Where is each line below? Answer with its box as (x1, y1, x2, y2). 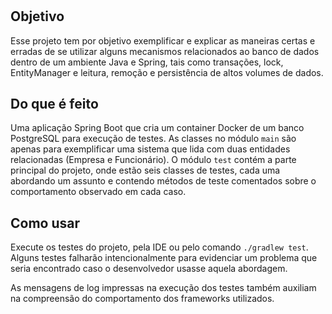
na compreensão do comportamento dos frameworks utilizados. (10, 293, 275, 305)
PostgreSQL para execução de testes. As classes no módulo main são (10, 133, 297, 145)
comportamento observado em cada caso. (10, 186, 187, 198)
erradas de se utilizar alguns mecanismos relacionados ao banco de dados (10, 45, 320, 57)
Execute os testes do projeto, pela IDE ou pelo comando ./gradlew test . (10, 241, 309, 253)
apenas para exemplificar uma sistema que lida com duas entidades (10, 143, 291, 155)
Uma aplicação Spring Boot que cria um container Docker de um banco (10, 122, 305, 134)
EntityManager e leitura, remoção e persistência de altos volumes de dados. (10, 66, 324, 78)
